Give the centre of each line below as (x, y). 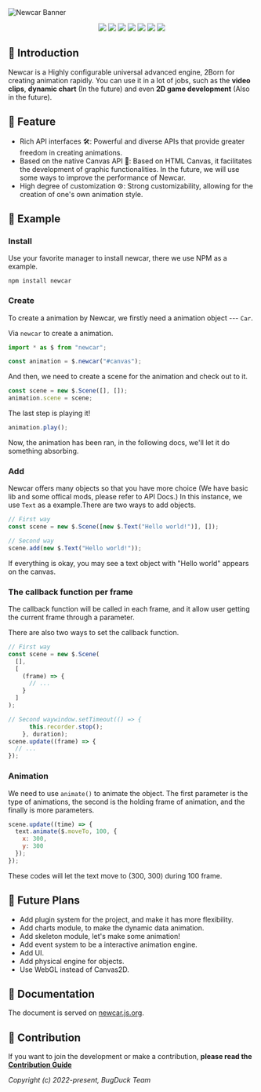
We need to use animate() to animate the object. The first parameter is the (128, 793)
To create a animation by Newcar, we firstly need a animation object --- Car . (130, 318)
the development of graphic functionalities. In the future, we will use (129, 169)
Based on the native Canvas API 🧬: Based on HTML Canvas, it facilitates (136, 161)
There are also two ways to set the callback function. (94, 633)
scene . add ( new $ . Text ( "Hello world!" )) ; (75, 548)
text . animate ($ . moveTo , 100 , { (66, 831)
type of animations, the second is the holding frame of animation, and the (127, 802)
